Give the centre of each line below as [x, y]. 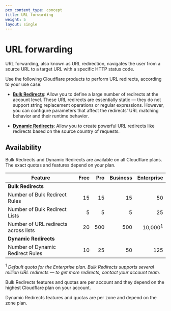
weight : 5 [16, 19]
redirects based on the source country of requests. [66, 131]
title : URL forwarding [29, 15]
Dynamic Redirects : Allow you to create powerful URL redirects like [83, 126]
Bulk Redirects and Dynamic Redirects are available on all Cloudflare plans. [84, 160]
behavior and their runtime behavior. [51, 116]
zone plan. [16, 303]
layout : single [21, 24]
